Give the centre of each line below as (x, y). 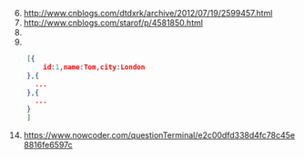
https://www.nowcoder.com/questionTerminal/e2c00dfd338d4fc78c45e (159, 135)
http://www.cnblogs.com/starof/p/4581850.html (113, 23)
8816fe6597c (48, 145)
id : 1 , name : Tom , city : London (94, 67)
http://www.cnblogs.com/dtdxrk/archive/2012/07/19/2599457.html (148, 13)
